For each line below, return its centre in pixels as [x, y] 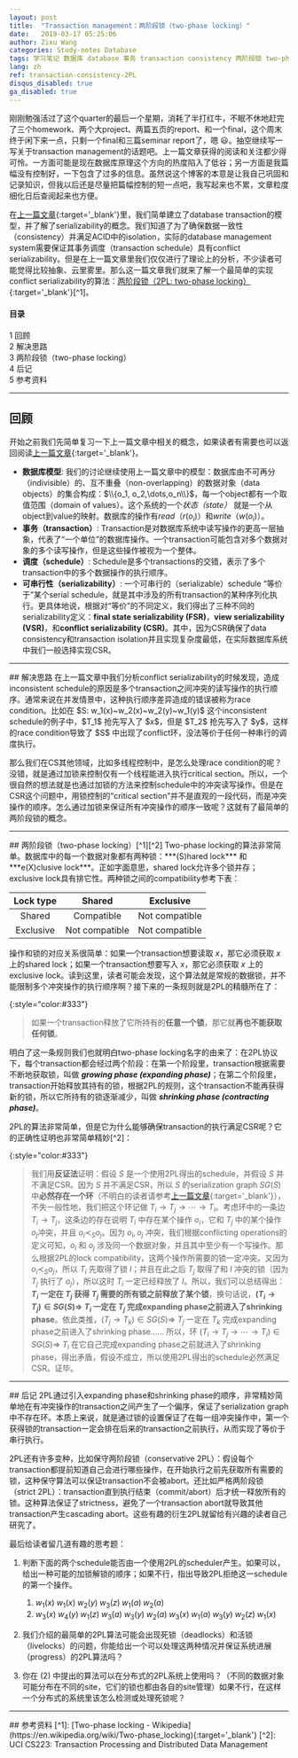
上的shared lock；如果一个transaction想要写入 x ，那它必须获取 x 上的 [136, 965]
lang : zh [25, 67]
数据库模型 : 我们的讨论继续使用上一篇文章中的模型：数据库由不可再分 [149, 472]
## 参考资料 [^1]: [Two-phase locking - [80, 1724]
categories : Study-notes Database [73, 51]
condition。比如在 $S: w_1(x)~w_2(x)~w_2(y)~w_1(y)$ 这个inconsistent [138, 711]
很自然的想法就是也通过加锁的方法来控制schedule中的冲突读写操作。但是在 [146, 785]
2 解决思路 [28, 346]
